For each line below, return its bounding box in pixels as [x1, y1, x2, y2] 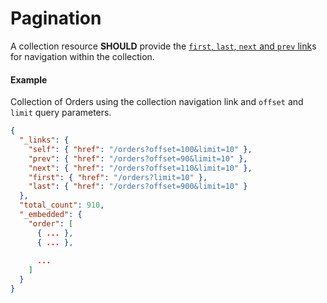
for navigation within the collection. [10, 50, 155, 62]
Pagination [10, 7, 102, 30]
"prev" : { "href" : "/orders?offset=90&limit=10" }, [28, 153, 248, 164]
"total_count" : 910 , [19, 200, 105, 211]
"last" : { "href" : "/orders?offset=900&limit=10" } [28, 182, 248, 192]
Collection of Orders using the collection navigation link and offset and [10, 96, 304, 108]
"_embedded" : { [19, 210, 83, 220]
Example [10, 73, 48, 86]
